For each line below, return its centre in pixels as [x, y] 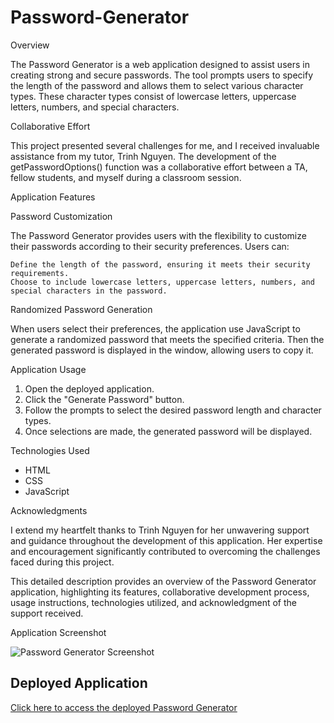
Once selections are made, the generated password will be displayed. [168, 431]
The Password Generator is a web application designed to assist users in [160, 64]
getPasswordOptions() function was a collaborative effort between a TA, [159, 167]
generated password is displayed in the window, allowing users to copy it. [162, 350]
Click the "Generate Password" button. [104, 399]
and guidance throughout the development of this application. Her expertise [166, 540]
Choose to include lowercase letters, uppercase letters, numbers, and [162, 282]
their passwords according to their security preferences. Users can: [150, 246]
